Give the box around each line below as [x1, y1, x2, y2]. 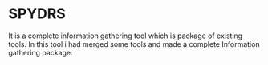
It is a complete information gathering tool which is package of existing [8, 31, 243, 40]
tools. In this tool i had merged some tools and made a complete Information [8, 39, 260, 48]
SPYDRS [8, 5, 66, 23]
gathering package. [8, 48, 73, 57]
